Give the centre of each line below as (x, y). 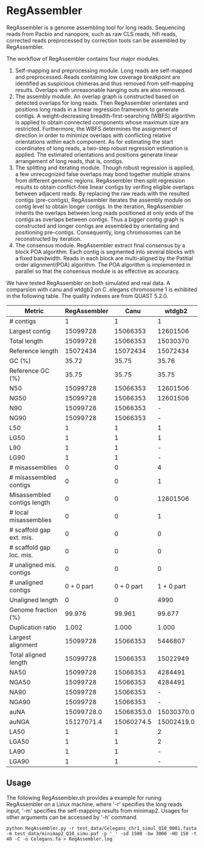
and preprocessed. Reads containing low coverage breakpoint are (98, 77)
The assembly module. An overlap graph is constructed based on (97, 96)
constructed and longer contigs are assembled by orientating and (97, 225)
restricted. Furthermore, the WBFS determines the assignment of (96, 129)
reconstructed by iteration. (48, 239)
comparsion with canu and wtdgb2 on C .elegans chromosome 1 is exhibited (102, 289)
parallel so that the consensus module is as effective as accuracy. (97, 271)
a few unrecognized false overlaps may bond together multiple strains (103, 174)
